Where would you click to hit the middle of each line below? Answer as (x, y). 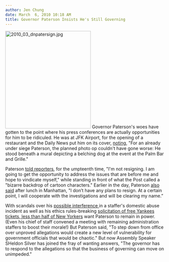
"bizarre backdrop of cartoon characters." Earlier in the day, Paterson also (82, 185)
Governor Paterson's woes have (125, 127)
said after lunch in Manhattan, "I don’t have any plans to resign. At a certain (83, 191)
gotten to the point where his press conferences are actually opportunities (83, 132)
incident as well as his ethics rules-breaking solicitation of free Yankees (80, 211)
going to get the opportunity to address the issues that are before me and (82, 174)
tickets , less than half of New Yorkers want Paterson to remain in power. (80, 216)
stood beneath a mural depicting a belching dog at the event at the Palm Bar (85, 154)
